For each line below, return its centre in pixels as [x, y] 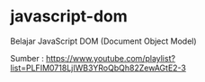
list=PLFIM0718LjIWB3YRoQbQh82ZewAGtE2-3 [98, 68]
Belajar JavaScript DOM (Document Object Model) [103, 41]
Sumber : [27, 58]
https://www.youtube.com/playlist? [111, 58]
